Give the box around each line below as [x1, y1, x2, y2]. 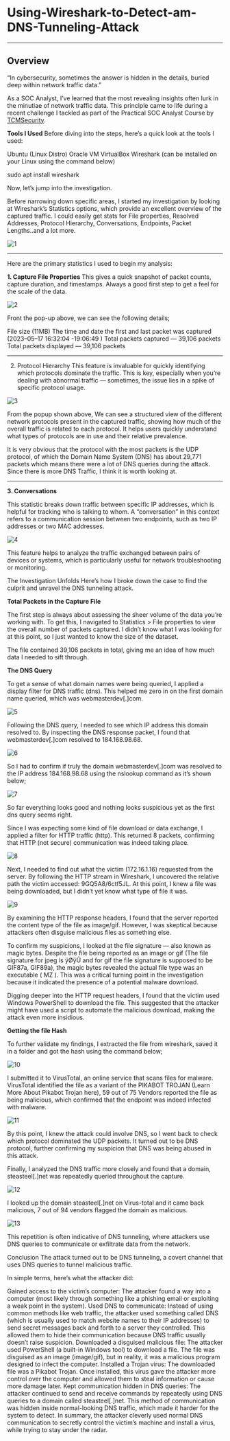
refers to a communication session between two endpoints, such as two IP [7, 514, 218, 523]
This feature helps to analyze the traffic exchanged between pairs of [7, 548, 201, 557]
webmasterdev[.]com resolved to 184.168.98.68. [7, 735, 142, 743]
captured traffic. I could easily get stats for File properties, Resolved [7, 212, 199, 220]
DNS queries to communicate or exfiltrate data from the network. [7, 1240, 190, 1248]
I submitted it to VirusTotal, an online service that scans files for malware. [7, 1074, 214, 1082]
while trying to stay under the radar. [7, 1425, 108, 1433]
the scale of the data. [7, 287, 67, 295]
